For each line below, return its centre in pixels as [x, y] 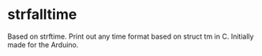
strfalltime [42, 15]
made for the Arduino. [43, 44]
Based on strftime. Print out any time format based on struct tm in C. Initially [131, 36]
